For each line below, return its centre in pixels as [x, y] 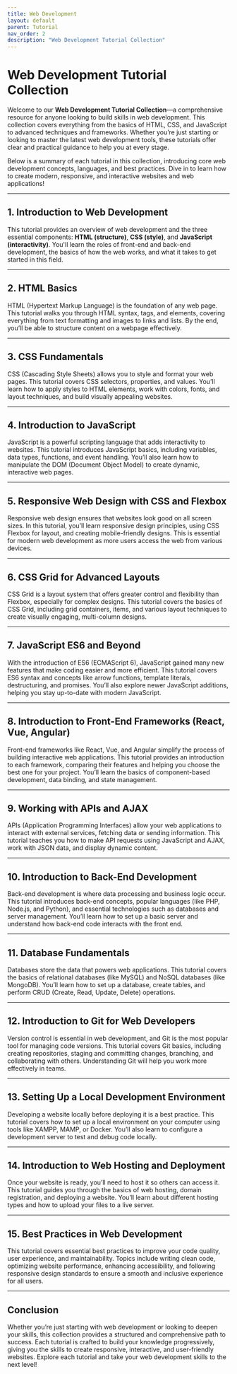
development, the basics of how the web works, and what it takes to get [112, 252]
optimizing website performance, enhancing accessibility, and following [111, 1266]
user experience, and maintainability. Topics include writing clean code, [111, 1259]
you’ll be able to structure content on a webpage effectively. [95, 328]
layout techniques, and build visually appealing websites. [90, 396]
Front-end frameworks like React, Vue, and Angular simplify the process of [116, 750]
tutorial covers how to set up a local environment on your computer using [114, 1122]
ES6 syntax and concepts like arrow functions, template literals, [99, 677]
